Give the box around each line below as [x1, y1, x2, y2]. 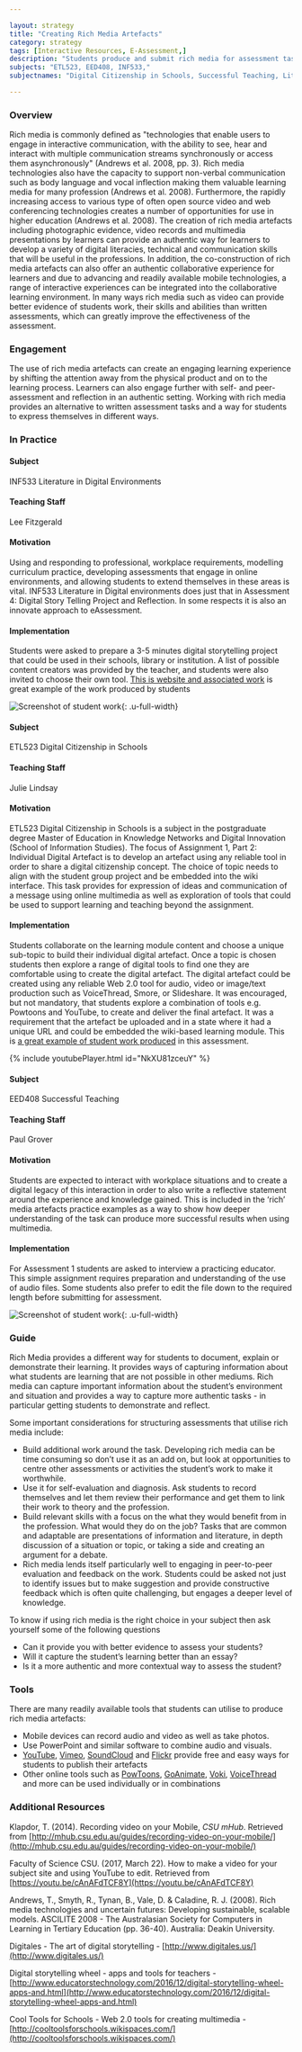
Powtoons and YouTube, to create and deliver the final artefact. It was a [9, 1007, 274, 1017]
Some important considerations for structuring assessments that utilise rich [9, 1418, 289, 1429]
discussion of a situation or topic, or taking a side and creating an [22, 1540, 265, 1551]
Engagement [9, 343, 67, 355]
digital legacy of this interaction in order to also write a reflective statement [9, 1184, 288, 1195]
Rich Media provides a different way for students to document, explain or [9, 1352, 280, 1363]
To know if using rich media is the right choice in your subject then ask [9, 1615, 271, 1626]
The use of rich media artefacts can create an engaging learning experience [9, 363, 292, 374]
